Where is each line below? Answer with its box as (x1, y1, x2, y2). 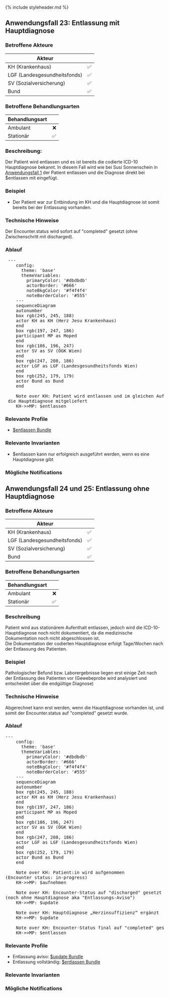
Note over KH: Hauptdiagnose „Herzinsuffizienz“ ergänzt (16, 910, 159, 916)
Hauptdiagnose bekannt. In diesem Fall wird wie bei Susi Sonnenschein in (5, 164, 158, 170)
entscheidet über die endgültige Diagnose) (5, 681, 94, 687)
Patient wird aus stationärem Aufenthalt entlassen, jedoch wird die (5, 624, 143, 630)
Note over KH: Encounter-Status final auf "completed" (16, 925, 154, 931)
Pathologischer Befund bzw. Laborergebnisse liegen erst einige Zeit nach (5, 670, 157, 676)
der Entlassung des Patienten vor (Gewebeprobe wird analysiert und (5, 675, 147, 681)
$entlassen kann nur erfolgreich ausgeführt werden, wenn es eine (12, 451, 150, 457)
